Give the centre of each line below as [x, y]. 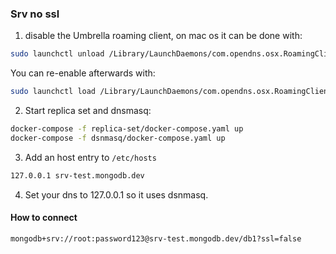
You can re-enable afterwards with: [83, 73]
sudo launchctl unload [57, 54]
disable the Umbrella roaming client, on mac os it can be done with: [163, 36]
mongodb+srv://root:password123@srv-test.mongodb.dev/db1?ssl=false [156, 238]
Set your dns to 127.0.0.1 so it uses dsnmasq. [116, 194]
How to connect [44, 218]
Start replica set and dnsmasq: [88, 111]
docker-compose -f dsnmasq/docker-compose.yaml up [118, 138]
